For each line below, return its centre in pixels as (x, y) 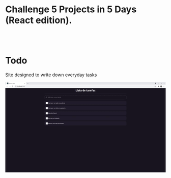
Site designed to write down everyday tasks (51, 75)
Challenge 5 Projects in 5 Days (71, 9)
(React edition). (39, 20)
